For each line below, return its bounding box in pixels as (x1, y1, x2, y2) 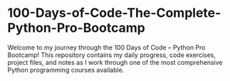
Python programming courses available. (7, 66, 125, 74)
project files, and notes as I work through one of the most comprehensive (7, 58, 223, 66)
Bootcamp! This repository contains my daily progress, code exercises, (7, 51, 216, 59)
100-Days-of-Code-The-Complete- (7, 5, 221, 21)
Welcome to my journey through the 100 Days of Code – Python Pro (7, 43, 206, 51)
